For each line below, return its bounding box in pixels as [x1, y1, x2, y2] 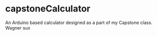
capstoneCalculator [5, 3, 91, 14]
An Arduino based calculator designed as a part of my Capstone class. [5, 19, 153, 25]
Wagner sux [5, 24, 30, 30]
